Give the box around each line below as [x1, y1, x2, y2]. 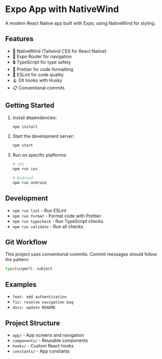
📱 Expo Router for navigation [12, 53, 72, 59]
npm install [12, 124, 38, 129]
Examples [5, 280, 37, 289]
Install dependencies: [12, 114, 57, 121]
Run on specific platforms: [12, 152, 67, 158]
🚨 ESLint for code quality [12, 71, 64, 77]
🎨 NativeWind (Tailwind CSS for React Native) [12, 48, 107, 54]
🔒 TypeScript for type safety [12, 59, 71, 65]
